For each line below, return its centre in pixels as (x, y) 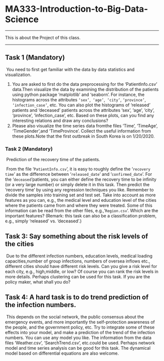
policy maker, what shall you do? (38, 282)
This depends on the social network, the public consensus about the (75, 316)
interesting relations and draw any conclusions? (60, 120)
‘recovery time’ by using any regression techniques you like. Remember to (79, 190)
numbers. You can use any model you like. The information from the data (78, 337)
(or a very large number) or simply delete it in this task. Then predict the (77, 185)
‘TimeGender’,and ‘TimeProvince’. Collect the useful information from (82, 131)
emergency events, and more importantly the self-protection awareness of (80, 322)
